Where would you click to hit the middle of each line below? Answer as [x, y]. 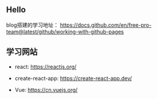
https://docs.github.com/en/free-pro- [106, 25]
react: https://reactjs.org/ [45, 66]
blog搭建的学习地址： [32, 25]
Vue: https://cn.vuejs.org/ [46, 89]
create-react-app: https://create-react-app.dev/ [73, 78]
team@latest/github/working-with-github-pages [65, 32]
